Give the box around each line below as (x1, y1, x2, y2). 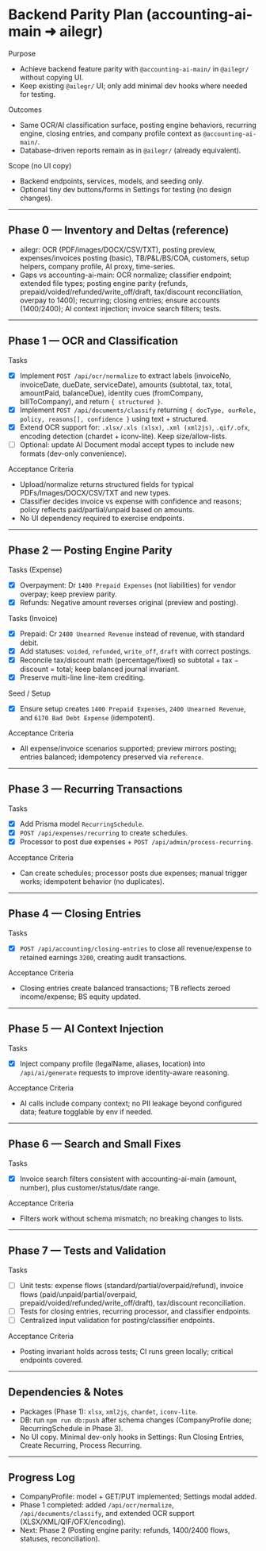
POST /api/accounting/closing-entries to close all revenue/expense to (19, 943, 252, 953)
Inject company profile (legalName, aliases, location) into (19, 1059, 206, 1068)
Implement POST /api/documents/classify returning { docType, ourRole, (19, 405, 257, 415)
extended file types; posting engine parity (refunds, (19, 278, 188, 287)
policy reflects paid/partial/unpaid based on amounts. (19, 504, 195, 514)
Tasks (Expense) (8, 565, 63, 574)
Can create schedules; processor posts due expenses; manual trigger (19, 868, 248, 878)
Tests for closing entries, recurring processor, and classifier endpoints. (19, 1306, 251, 1316)
